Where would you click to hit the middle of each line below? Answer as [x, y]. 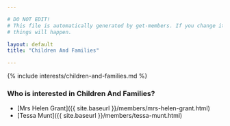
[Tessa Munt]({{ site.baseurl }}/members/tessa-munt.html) [100, 116]
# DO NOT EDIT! [29, 19]
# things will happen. [39, 32]
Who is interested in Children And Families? [81, 94]
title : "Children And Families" [53, 51]
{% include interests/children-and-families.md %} [77, 76]
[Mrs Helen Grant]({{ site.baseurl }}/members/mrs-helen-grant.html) [114, 108]
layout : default [30, 44]
